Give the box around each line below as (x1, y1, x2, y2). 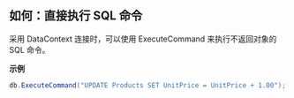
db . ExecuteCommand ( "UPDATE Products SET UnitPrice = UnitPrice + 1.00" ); (9, 80, 287, 90)
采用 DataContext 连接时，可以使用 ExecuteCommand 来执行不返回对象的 (9, 34, 277, 44)
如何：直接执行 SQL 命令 (9, 8, 143, 24)
